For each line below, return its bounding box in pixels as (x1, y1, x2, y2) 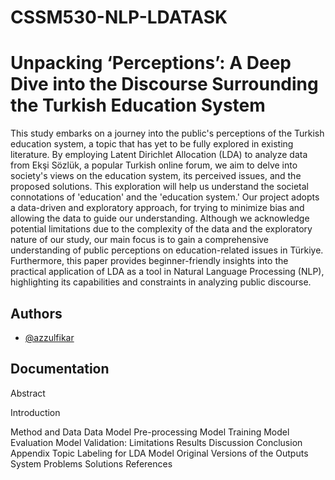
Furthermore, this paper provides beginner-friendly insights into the (10, 255, 289, 267)
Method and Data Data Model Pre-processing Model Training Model (10, 426, 290, 438)
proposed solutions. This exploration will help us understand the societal (10, 181, 310, 193)
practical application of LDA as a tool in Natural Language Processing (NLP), (10, 266, 325, 278)
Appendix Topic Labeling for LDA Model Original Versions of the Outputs (10, 447, 309, 459)
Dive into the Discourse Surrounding (10, 73, 319, 96)
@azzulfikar (24, 331, 75, 343)
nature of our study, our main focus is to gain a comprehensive (10, 234, 270, 246)
